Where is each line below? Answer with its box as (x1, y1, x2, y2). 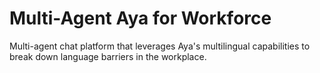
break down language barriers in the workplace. (9, 50, 207, 62)
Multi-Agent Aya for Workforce (9, 7, 272, 30)
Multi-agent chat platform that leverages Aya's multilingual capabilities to (9, 40, 311, 52)
